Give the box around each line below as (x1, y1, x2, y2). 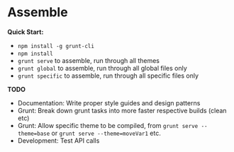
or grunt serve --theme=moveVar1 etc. (51, 129, 161, 137)
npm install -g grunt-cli (17, 42, 94, 49)
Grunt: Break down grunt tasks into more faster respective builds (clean (17, 106, 227, 115)
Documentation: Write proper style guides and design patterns (17, 98, 201, 107)
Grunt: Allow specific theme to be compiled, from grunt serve (17, 121, 199, 129)
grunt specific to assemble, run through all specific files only (17, 71, 199, 80)
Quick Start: (7, 28, 44, 36)
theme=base (17, 130, 50, 137)
